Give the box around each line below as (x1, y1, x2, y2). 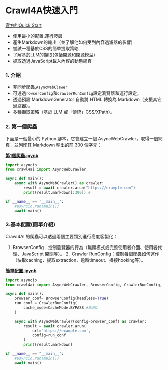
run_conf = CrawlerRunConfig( (14, 301, 78, 306)
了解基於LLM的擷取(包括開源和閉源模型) (12, 51, 95, 58)
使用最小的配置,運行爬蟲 (12, 33, 63, 39)
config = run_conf (32, 333, 66, 338)
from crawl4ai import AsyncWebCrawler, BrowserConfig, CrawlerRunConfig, (5, 282, 163, 287)
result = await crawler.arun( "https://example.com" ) (23, 185, 136, 191)
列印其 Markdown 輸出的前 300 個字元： (18, 142, 102, 148)
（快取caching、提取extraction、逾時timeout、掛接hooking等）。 (12, 257, 146, 263)
